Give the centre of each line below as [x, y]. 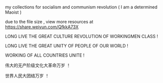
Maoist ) [13, 12]
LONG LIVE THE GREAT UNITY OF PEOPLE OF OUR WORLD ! [67, 46]
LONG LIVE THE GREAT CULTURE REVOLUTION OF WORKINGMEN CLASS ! [81, 36]
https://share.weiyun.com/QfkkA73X [42, 27]
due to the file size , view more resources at [49, 22]
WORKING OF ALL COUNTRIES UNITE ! [45, 55]
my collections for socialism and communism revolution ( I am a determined [81, 7]
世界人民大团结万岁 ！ [27, 76]
